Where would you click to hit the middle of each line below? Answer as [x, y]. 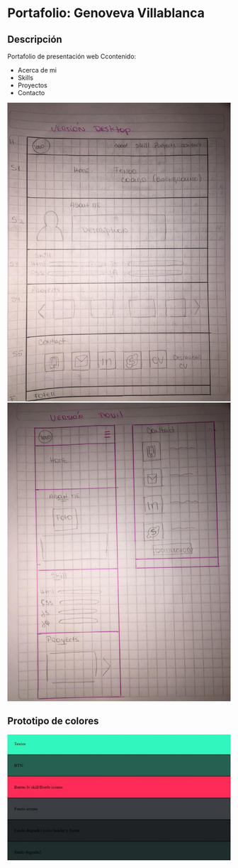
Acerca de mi [37, 70]
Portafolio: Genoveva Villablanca [106, 13]
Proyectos [32, 85]
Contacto [31, 93]
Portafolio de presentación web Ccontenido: [72, 56]
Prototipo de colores [53, 721]
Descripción [35, 39]
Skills [25, 77]
